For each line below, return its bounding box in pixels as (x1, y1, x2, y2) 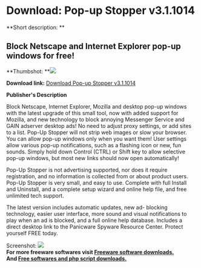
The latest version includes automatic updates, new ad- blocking (6, 204, 168, 211)
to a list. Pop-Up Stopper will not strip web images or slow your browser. (6, 129, 187, 136)
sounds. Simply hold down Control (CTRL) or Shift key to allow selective (6, 148, 186, 155)
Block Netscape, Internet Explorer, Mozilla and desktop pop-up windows (6, 102, 187, 110)
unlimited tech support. (6, 192, 65, 199)
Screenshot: (6, 242, 37, 249)
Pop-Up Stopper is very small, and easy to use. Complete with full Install (6, 179, 187, 186)
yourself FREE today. (6, 229, 58, 236)
